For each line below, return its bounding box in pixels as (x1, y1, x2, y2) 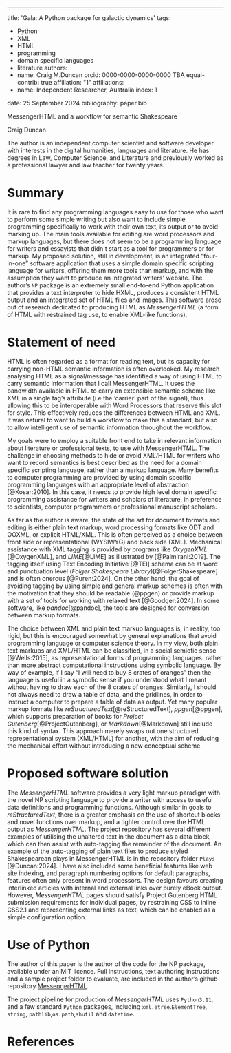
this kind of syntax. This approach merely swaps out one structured (7, 726, 199, 735)
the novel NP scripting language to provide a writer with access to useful (7, 795, 213, 804)
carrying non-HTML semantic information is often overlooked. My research (7, 365, 220, 373)
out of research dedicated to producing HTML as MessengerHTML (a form (7, 303, 219, 311)
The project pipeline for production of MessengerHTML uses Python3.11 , (7, 995, 214, 1003)
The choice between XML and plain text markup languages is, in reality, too (7, 624, 221, 633)
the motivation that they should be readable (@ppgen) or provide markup (7, 589, 214, 597)
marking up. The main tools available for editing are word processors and (7, 229, 214, 238)
